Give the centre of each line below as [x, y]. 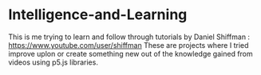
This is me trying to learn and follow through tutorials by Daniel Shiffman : [129, 37]
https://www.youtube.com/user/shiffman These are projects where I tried [129, 45]
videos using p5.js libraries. [53, 62]
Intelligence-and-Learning [98, 15]
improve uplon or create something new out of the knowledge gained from [130, 53]
